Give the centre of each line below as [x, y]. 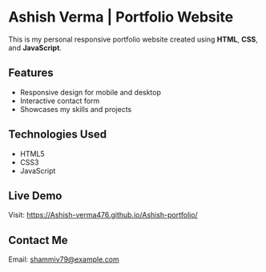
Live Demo [35, 196]
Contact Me [38, 240]
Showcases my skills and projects [76, 109]
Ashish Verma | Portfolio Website [121, 17]
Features [31, 73]
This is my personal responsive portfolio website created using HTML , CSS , [133, 39]
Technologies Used [57, 135]
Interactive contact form [60, 101]
